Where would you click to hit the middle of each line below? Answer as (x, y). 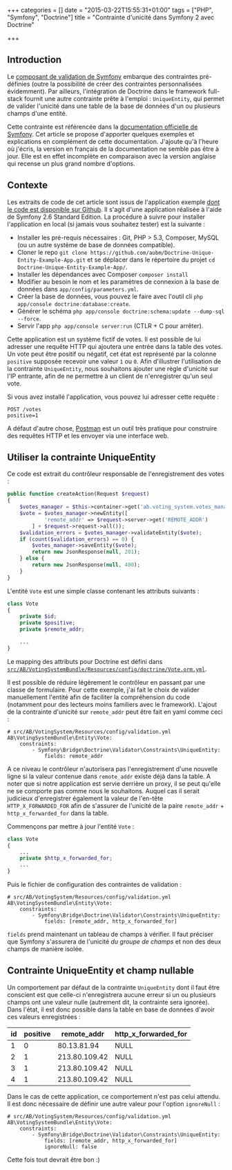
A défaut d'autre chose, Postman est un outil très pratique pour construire (112, 428)
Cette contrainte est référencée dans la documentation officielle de (103, 127)
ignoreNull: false (70, 1146)
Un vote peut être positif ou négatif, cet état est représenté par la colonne (112, 354)
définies (19, 84)
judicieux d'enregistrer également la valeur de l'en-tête (85, 798)
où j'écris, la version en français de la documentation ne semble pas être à (113, 149)
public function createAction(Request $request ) (78, 494)
